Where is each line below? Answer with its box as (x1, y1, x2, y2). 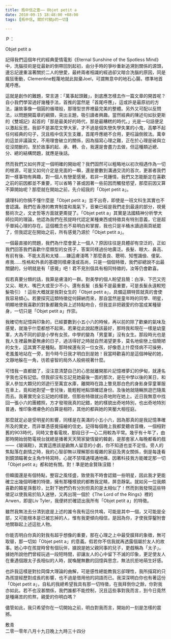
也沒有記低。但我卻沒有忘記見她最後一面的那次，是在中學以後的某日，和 (14, 374, 166, 380)
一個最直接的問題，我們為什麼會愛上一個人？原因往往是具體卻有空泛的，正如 (5, 240, 166, 246)
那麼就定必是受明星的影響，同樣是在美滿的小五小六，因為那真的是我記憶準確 (5, 417, 166, 423)
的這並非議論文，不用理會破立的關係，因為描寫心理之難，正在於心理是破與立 (5, 137, 166, 144)
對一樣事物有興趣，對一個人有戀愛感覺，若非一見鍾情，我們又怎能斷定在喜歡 (5, 174, 166, 180)
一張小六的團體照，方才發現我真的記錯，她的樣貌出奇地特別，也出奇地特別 (9, 400, 166, 406)
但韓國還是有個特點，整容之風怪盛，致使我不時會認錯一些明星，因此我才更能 (5, 472, 166, 479)
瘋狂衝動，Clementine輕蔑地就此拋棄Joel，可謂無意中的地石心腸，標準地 (5, 76, 159, 82)
